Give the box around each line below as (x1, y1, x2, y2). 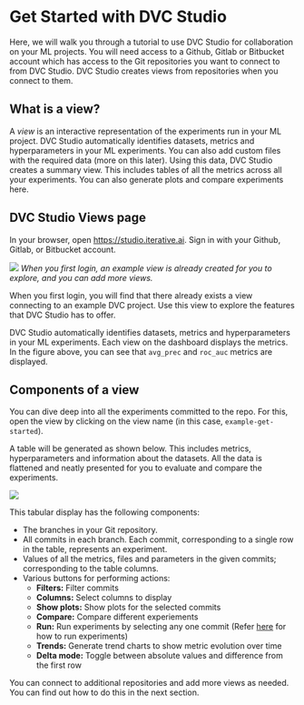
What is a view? (9, 102, 101, 117)
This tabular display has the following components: (9, 507, 200, 518)
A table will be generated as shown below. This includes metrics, (9, 443, 251, 454)
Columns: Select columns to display (35, 592, 172, 603)
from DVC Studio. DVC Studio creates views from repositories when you (9, 65, 279, 76)
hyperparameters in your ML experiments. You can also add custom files (9, 145, 281, 156)
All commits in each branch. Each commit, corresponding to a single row (22, 534, 294, 545)
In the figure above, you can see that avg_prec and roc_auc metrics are (9, 346, 273, 357)
